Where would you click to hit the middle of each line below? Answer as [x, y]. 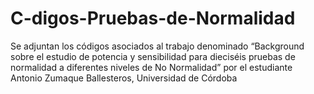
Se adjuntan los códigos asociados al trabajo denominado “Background [157, 46]
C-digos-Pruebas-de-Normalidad [153, 18]
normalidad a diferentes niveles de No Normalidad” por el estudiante [151, 67]
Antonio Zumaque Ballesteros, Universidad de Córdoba [124, 78]
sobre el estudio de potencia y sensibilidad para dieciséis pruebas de [153, 56]
